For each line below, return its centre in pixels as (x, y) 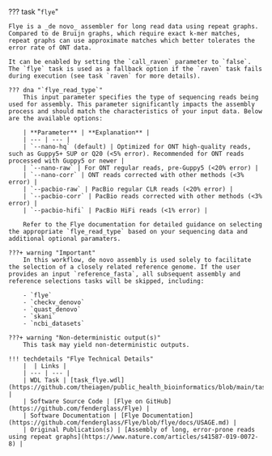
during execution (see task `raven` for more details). (104, 76)
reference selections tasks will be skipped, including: (106, 281)
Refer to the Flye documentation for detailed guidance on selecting (143, 225)
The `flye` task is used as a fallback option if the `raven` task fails (136, 69)
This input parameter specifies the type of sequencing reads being (141, 97)
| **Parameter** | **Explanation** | (87, 133)
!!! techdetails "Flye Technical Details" (81, 359)
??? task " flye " (34, 12)
